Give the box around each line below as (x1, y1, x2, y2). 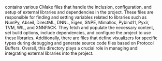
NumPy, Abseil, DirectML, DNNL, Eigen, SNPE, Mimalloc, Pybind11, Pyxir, (5, 19, 149, 25)
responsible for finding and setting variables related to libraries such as (5, 15, 147, 20)
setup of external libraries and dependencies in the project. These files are (5, 9, 154, 15)
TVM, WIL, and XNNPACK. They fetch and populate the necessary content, (5, 25, 155, 30)
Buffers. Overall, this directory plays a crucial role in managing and (5, 46, 138, 51)
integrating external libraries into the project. (5, 50, 94, 56)
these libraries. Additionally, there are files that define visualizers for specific (5, 35, 158, 41)
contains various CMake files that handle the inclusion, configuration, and (5, 4, 152, 10)
